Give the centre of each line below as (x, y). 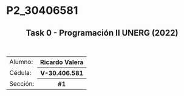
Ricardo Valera (62, 62)
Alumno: (21, 62)
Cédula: (20, 73)
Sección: (22, 83)
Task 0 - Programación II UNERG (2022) (102, 33)
